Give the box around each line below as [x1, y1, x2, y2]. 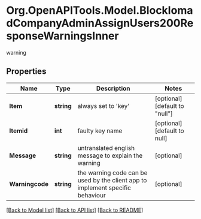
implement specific [77, 184, 132, 192]
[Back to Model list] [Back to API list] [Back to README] [6, 206, 144, 214]
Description [96, 84, 130, 92]
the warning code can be [77, 169, 148, 177]
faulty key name [77, 127, 123, 135]
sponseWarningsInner [6, 29, 119, 43]
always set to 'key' [77, 101, 130, 110]
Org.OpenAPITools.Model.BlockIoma [6, 4, 193, 17]
